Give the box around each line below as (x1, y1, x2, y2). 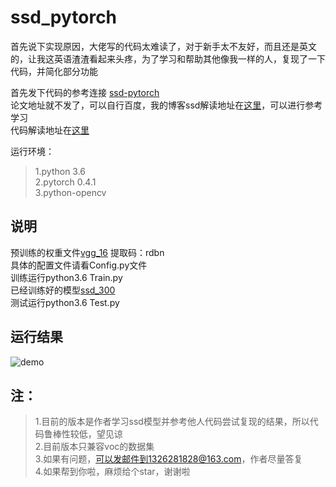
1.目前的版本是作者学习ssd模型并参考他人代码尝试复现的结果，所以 (34, 416, 310, 428)
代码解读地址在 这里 (10, 124, 90, 136)
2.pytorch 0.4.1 (34, 176, 97, 188)
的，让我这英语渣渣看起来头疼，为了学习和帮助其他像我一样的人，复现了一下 (10, 52, 326, 65)
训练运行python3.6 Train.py (10, 271, 123, 283)
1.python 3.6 (34, 165, 87, 177)
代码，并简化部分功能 (10, 65, 98, 77)
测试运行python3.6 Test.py (10, 296, 120, 308)
